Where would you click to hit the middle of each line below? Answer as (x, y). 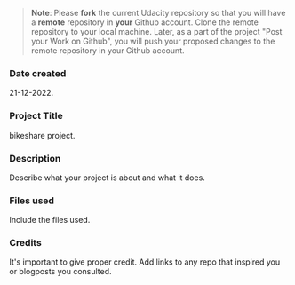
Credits (25, 243)
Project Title (36, 116)
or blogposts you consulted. (61, 272)
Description (35, 158)
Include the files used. (50, 220)
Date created (38, 73)
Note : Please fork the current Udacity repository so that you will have (158, 13)
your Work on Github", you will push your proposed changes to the (153, 41)
